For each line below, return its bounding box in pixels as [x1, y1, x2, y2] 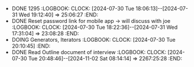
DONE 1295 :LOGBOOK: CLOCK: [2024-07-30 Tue [11, 5, 135, 12]
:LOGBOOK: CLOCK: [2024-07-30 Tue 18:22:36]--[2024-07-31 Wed [11, 24, 178, 31]
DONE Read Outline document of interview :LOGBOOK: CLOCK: [11, 49, 167, 55]
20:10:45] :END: [11, 42, 51, 49]
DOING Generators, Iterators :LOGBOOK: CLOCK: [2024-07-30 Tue [11, 36, 176, 43]
